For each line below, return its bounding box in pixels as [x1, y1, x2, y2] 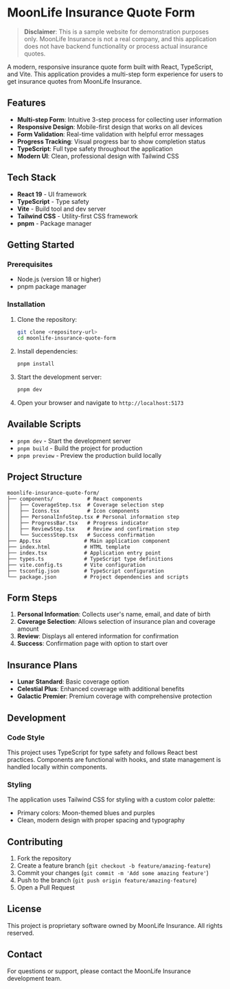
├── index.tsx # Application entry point [7, 549, 161, 557]
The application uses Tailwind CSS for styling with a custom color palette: [7, 795, 216, 804]
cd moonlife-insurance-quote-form [16, 335, 116, 342]
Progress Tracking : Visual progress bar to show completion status [16, 137, 206, 146]
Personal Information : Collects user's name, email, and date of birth [16, 610, 211, 618]
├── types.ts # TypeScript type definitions [7, 555, 174, 562]
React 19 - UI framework [16, 190, 87, 198]
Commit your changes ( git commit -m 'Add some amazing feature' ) [16, 869, 209, 877]
